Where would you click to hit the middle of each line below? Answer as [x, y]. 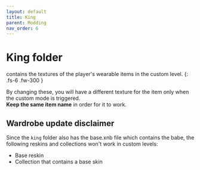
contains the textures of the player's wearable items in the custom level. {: [97, 74]
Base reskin [29, 155]
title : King [21, 17]
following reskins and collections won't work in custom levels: [82, 144]
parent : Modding [26, 23]
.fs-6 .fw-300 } [25, 80]
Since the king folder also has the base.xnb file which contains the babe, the [100, 138]
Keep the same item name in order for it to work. [67, 105]
